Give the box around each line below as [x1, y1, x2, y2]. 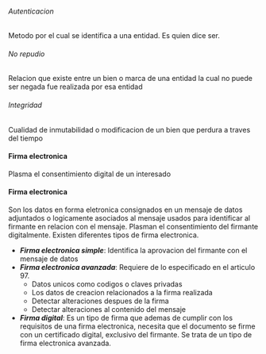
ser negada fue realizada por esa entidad [8, 82, 143, 91]
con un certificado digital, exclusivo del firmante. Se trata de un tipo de [19, 330, 253, 340]
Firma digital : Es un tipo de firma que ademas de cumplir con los [19, 314, 233, 323]
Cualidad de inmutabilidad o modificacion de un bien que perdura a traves [8, 125, 251, 134]
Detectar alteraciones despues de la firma [31, 296, 169, 306]
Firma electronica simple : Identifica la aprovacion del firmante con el [19, 246, 248, 256]
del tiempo [8, 133, 44, 143]
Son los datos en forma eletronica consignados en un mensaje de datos [8, 205, 243, 214]
